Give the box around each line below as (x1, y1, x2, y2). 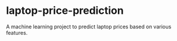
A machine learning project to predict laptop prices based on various (6, 23, 172, 30)
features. (6, 29, 28, 36)
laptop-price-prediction (6, 4, 124, 17)
